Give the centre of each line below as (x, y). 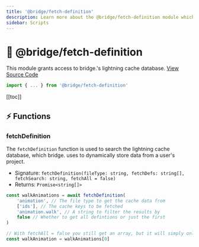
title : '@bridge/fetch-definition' (50, 12)
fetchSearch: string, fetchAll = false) (65, 178)
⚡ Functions (28, 116)
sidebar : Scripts (28, 23)
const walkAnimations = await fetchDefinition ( (66, 195)
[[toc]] (14, 97)
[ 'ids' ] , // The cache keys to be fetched (70, 206)
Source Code (22, 75)
